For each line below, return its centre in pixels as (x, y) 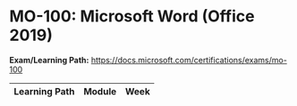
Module (100, 91)
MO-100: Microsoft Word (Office (132, 16)
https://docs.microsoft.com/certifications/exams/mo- (189, 60)
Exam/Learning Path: (49, 60)
